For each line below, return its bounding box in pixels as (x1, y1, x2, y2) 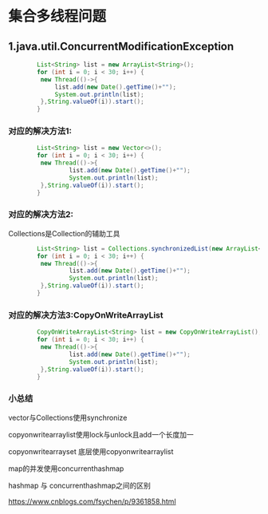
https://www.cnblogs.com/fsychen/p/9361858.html (8, 496, 177, 506)
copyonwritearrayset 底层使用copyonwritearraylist (8, 446, 174, 456)
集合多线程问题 (8, 7, 107, 26)
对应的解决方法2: (8, 209, 74, 220)
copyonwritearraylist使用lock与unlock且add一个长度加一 (8, 429, 194, 439)
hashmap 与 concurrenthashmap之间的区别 (8, 480, 152, 490)
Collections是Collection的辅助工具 (8, 228, 120, 238)
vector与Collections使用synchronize (8, 413, 128, 422)
